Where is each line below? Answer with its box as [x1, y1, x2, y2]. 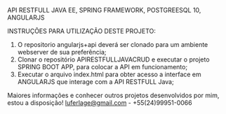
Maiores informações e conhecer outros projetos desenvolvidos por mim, [7, 91, 220, 99]
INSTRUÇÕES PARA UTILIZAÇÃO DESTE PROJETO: [7, 27, 157, 35]
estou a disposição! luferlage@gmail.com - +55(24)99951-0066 [7, 99, 192, 107]
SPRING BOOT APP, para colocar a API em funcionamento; [17, 63, 188, 71]
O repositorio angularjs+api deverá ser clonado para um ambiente [17, 41, 208, 48]
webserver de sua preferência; [17, 48, 107, 56]
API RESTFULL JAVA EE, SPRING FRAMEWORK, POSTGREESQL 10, [7, 6, 201, 14]
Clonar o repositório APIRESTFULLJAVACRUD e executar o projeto [17, 55, 210, 64]
